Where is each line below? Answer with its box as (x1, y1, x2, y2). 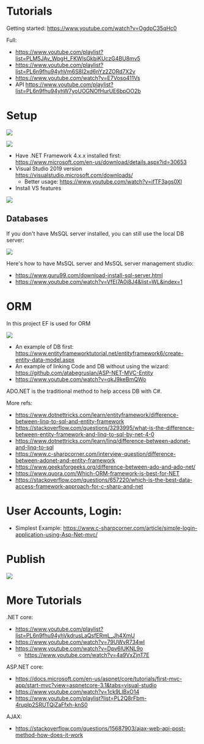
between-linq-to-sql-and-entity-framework (15, 417, 125, 425)
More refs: (6, 399, 32, 406)
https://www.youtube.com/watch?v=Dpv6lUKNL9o (15, 645, 144, 652)
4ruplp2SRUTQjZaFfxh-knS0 (15, 701, 88, 709)
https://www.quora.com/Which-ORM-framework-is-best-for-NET (15, 469, 180, 477)
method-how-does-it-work (15, 731, 84, 738)
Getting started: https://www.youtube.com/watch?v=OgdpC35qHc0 (6, 24, 177, 32)
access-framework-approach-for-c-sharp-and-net (15, 482, 144, 490)
